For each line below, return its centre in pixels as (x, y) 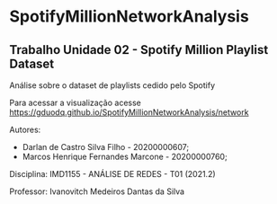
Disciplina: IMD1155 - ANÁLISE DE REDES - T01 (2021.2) (112, 174)
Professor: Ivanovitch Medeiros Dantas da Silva (97, 191)
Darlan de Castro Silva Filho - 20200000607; (106, 147)
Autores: (25, 129)
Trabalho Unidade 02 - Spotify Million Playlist (139, 50)
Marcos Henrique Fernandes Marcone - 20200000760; (125, 156)
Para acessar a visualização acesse (75, 102)
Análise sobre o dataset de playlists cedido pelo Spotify (112, 85)
